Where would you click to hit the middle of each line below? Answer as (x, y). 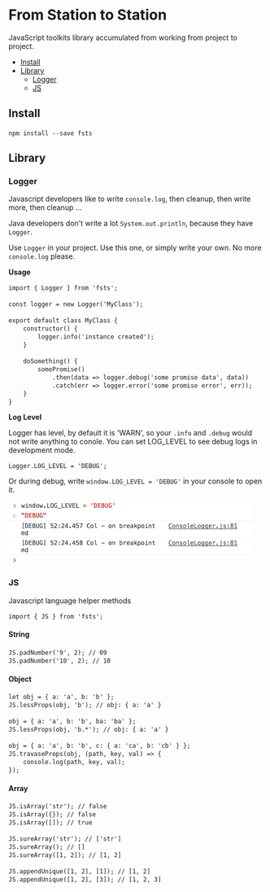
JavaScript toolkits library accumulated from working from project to (123, 37)
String (19, 634)
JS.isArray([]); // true (50, 823)
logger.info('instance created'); (96, 337)
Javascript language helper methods (70, 601)
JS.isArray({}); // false (52, 815)
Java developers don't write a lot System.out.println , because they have (131, 223)
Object (20, 679)
